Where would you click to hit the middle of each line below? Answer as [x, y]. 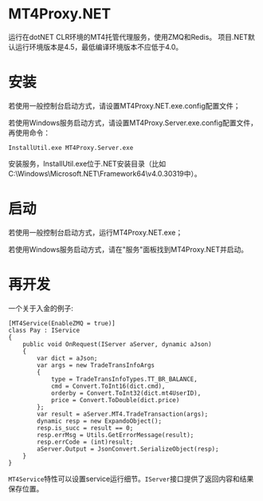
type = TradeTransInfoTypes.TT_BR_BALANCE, [124, 379]
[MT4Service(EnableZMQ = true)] [62, 323]
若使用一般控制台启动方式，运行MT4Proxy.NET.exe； [96, 232]
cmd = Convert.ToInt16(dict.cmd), [108, 386]
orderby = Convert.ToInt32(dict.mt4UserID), [126, 393]
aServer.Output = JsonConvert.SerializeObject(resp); [128, 449]
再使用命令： [29, 132]
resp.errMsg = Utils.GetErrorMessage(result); [116, 435]
